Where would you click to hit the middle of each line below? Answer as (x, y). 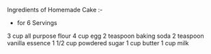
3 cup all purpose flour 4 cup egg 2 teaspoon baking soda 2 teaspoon (105, 36)
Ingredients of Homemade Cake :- (55, 10)
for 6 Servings (37, 23)
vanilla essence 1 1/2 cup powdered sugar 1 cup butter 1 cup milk (98, 43)
